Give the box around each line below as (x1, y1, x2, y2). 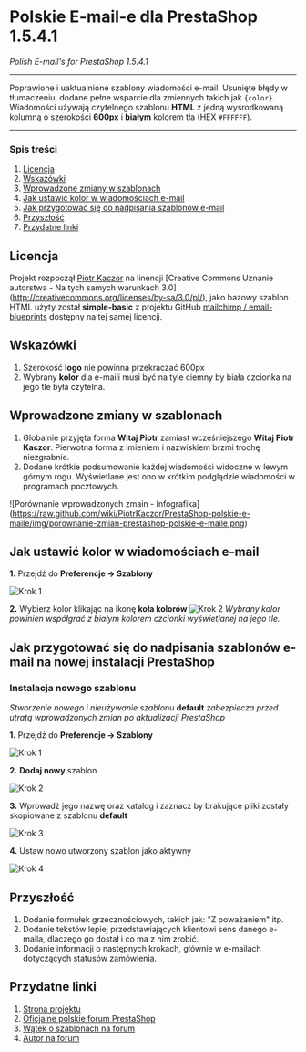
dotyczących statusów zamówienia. (22, 952, 158, 963)
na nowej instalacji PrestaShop (36, 654, 216, 669)
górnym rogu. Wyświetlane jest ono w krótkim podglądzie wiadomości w (22, 470, 296, 481)
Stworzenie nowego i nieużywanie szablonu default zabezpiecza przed (9, 702, 279, 713)
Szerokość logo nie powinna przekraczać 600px (22, 362, 205, 373)
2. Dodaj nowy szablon (9, 765, 97, 776)
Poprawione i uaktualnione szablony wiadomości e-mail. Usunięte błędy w (9, 82, 289, 93)
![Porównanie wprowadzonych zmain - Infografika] (9, 498, 200, 509)
